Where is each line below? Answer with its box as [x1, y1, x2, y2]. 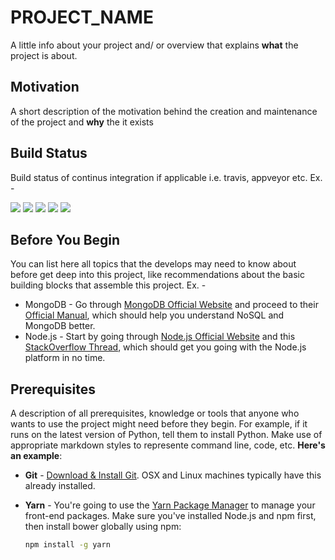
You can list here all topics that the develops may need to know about [10, 258, 297, 270]
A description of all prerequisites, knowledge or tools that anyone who [10, 407, 300, 420]
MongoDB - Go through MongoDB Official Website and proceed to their [24, 299, 319, 311]
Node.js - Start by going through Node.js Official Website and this [24, 331, 296, 343]
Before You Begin [10, 231, 121, 248]
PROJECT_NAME [10, 6, 154, 29]
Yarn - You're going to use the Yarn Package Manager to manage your [24, 499, 316, 511]
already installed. [24, 480, 96, 492]
